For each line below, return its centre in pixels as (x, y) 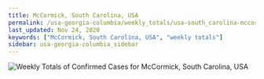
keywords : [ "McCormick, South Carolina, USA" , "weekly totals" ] (115, 37)
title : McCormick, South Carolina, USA (73, 15)
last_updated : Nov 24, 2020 (54, 30)
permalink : (26, 23)
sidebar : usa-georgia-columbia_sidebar (73, 45)
